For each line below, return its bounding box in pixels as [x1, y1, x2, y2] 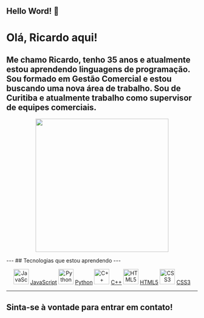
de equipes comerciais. [6, 102, 97, 113]
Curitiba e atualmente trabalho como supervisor [6, 93, 192, 103]
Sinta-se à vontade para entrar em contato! [6, 302, 173, 313]
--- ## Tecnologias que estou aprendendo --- [6, 257, 121, 264]
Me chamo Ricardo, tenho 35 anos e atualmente [6, 54, 191, 65]
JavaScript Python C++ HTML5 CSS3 [30, 278, 191, 286]
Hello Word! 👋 [6, 6, 59, 16]
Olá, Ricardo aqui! [6, 30, 98, 44]
